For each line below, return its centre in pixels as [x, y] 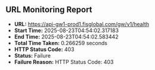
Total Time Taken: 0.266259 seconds [61, 43]
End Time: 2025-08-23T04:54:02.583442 [66, 36]
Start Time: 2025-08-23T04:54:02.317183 [66, 30]
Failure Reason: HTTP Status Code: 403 [64, 62]
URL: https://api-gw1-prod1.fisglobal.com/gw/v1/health [82, 24]
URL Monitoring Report [49, 10]
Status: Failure [32, 55]
